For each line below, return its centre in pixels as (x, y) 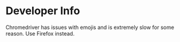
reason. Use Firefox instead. (40, 33)
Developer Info (43, 11)
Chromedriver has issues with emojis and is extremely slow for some (90, 27)
